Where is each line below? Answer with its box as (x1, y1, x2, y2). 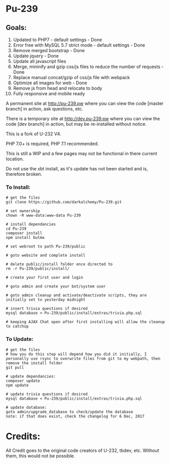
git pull (6, 365, 24, 370)
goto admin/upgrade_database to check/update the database (6, 409, 133, 414)
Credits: (6, 431, 41, 442)
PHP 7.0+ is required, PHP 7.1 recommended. (6, 140, 99, 147)
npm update (6, 382, 29, 388)
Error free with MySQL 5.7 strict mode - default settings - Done (13, 42, 145, 48)
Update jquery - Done (13, 53, 59, 59)
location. (6, 156, 24, 162)
